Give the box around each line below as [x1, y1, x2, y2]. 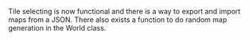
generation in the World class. [8, 24, 107, 32]
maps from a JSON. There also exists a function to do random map [8, 15, 228, 24]
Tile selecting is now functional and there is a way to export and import [8, 7, 241, 16]
